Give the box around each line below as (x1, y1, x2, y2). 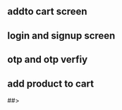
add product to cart (7, 78, 94, 90)
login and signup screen (7, 30, 116, 42)
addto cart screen (7, 6, 87, 18)
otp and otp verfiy (7, 54, 88, 66)
